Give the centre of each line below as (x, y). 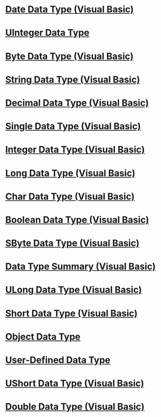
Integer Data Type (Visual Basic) (75, 150)
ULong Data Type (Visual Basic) (74, 290)
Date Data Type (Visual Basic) (70, 9)
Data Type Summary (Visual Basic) (80, 267)
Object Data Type (43, 337)
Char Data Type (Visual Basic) (70, 196)
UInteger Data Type (47, 33)
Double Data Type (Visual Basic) (75, 407)
